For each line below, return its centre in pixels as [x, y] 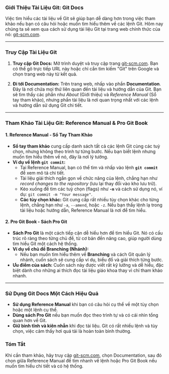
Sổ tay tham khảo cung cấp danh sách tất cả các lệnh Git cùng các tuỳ [86, 146]
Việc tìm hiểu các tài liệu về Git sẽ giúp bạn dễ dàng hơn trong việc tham [80, 19]
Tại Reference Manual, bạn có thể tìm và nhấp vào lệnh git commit [89, 167]
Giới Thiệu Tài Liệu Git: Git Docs [45, 8]
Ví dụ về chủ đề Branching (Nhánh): [51, 249]
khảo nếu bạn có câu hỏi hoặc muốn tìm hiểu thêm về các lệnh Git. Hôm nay [84, 24]
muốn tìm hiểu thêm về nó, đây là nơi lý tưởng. [60, 157]
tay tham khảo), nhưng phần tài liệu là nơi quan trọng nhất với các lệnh [86, 100]
